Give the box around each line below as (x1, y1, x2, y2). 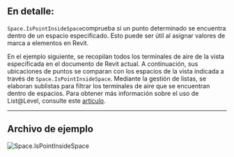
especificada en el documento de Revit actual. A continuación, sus (7, 59, 198, 68)
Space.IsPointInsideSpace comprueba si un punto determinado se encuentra (7, 24, 226, 32)
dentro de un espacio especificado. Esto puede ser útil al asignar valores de (7, 31, 226, 40)
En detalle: (7, 6, 54, 17)
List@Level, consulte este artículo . (7, 97, 106, 105)
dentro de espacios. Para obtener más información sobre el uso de (7, 89, 199, 97)
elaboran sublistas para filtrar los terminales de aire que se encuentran (7, 81, 210, 90)
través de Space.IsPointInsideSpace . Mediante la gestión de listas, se (7, 74, 207, 83)
